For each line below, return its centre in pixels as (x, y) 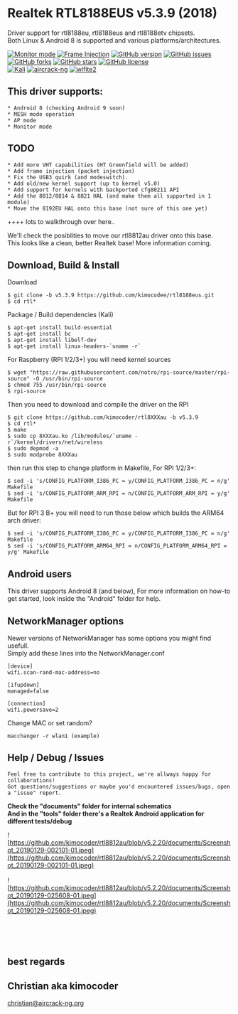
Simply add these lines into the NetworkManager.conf (86, 653)
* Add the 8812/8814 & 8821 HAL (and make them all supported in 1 (109, 196)
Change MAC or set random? (50, 723)
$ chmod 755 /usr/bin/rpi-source (57, 385)
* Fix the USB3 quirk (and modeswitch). (68, 177)
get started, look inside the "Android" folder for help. (84, 599)
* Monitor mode (30, 127)
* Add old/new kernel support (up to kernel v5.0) (84, 183)
